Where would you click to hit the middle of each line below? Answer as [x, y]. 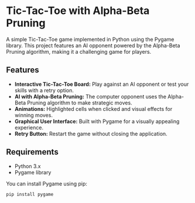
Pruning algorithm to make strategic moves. [80, 103]
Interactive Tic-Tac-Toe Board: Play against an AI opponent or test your [102, 84]
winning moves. [33, 115]
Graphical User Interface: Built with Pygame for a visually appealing [97, 121]
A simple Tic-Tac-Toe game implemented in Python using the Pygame [90, 39]
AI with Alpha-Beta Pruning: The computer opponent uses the [90, 96]
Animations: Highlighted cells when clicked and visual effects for [93, 108]
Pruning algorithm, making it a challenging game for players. [79, 51]
